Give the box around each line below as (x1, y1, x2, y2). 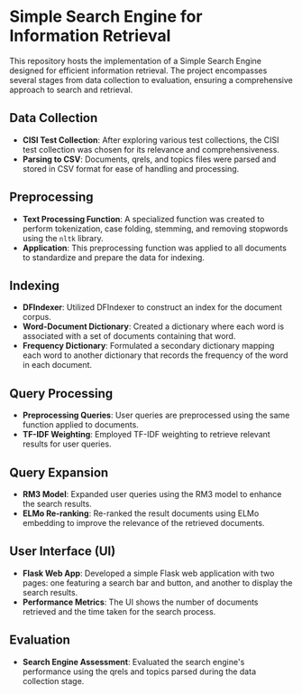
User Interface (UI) (9, 544, 116, 559)
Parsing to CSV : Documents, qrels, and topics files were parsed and (22, 154, 277, 164)
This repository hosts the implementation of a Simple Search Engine (9, 55, 261, 66)
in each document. (22, 360, 93, 371)
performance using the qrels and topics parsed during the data (22, 666, 257, 677)
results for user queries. (22, 438, 112, 449)
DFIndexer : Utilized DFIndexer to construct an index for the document (22, 302, 282, 313)
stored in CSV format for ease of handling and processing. (22, 163, 240, 174)
